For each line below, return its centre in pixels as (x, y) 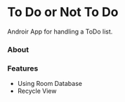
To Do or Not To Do (63, 12)
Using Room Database (50, 84)
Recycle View (37, 91)
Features (23, 68)
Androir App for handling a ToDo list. (60, 31)
